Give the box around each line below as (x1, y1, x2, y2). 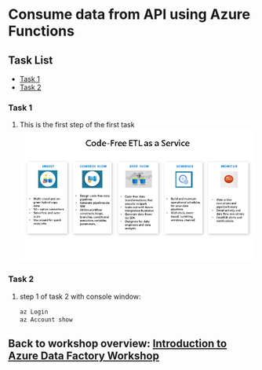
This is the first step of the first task (19, 120, 135, 130)
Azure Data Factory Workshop (8, 350, 159, 363)
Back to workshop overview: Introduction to (8, 337, 227, 350)
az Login (19, 308, 49, 316)
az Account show (19, 316, 73, 324)
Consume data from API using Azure (8, 5, 251, 24)
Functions (8, 22, 75, 40)
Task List (8, 53, 53, 67)
